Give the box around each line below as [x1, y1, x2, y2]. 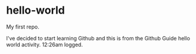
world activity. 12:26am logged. [6, 41, 83, 48]
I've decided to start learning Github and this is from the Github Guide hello [6, 34, 191, 42]
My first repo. [6, 23, 40, 30]
